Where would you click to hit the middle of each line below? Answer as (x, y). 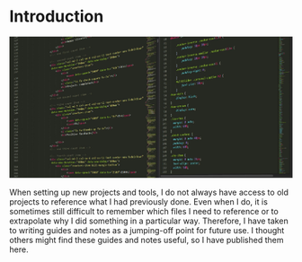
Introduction (57, 17)
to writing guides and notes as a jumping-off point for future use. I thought (147, 230)
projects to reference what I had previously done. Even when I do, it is (138, 201)
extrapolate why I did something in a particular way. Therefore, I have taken (149, 221)
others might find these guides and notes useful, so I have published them (147, 240)
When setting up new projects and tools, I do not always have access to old (149, 192)
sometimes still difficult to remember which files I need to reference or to (144, 211)
